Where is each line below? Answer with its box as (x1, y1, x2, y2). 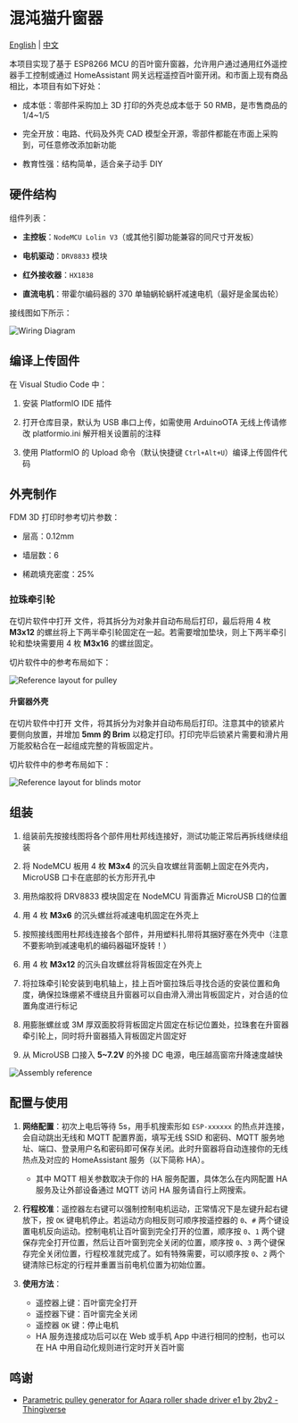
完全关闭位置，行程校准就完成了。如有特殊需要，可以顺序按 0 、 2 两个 (29, 1248, 286, 1259)
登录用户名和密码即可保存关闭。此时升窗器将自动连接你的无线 (61, 1143, 288, 1153)
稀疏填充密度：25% (21, 569, 95, 580)
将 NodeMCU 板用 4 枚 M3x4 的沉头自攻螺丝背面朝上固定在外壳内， (21, 860, 274, 871)
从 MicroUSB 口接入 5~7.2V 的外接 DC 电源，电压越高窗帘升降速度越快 (21, 1049, 283, 1059)
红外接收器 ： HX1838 (21, 269, 94, 280)
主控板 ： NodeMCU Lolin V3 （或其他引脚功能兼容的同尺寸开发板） (21, 231, 259, 242)
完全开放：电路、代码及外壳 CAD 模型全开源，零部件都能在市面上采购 (21, 128, 278, 138)
